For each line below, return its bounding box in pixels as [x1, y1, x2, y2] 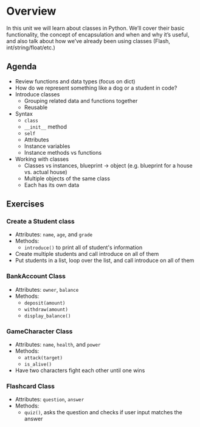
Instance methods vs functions [24, 149, 102, 156]
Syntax [15, 110, 33, 117]
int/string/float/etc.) [6, 44, 56, 51]
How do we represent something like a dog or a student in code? [15, 84, 178, 91]
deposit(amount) [24, 300, 66, 306]
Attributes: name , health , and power [15, 341, 101, 348]
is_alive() [24, 361, 52, 368]
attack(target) [24, 355, 63, 361]
